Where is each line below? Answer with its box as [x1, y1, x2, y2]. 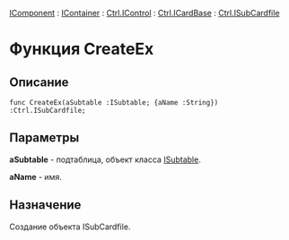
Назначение [9, 197, 82, 213]
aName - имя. [9, 171, 63, 182]
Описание [9, 74, 69, 90]
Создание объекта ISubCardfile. [9, 221, 131, 232]
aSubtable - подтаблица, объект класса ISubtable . [9, 154, 202, 165]
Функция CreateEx [9, 39, 154, 59]
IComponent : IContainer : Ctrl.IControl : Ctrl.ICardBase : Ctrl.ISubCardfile [9, 8, 280, 18]
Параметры [9, 130, 80, 146]
